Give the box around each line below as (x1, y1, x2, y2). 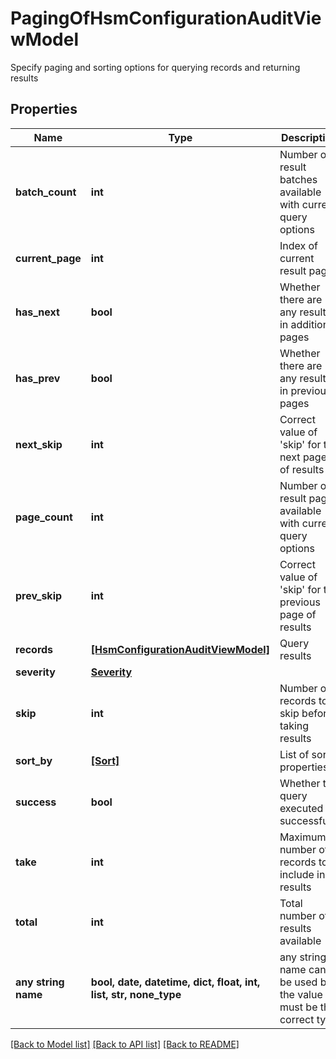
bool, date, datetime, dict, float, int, (90, 975, 261, 989)
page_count (15, 510, 73, 524)
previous (279, 595, 321, 609)
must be (279, 1000, 318, 1014)
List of (279, 747, 310, 761)
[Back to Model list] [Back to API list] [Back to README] (10, 1038, 240, 1050)
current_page (15, 251, 82, 265)
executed (279, 801, 324, 815)
